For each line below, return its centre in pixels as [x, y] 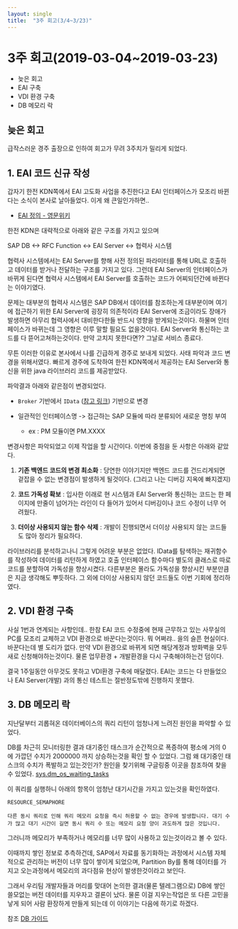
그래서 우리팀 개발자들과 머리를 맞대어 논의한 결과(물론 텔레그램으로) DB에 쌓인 [116, 886]
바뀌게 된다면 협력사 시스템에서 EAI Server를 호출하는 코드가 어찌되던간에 [109, 278]
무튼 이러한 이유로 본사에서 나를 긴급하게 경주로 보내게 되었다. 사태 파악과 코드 [115, 353]
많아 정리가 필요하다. [54, 536]
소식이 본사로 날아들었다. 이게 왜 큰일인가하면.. [85, 200]
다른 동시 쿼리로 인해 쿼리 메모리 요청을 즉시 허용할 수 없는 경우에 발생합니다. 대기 [115, 816]
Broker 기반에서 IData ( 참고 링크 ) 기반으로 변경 [83, 401]
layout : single [30, 14]
